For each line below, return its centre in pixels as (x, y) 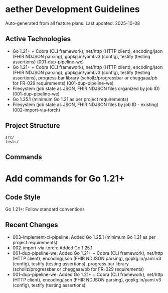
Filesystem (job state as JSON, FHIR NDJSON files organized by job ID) (86, 88)
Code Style (23, 197)
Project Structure (33, 126)
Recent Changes (32, 225)
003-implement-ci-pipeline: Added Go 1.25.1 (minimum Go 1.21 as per (84, 237)
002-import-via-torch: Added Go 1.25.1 (52, 248)
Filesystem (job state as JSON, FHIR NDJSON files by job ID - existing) (86, 105)
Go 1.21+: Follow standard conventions (45, 209)
